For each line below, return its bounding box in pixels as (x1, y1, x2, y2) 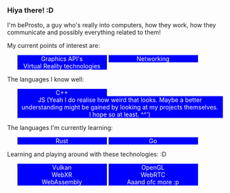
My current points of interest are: (7, 42, 101, 50)
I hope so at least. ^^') (88, 110, 151, 118)
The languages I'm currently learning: (7, 124, 113, 132)
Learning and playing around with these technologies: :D (7, 150, 166, 159)
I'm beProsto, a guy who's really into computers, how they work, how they (7, 21, 216, 29)
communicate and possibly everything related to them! (7, 28, 161, 36)
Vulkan (52, 164, 72, 172)
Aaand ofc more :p (126, 178, 179, 186)
